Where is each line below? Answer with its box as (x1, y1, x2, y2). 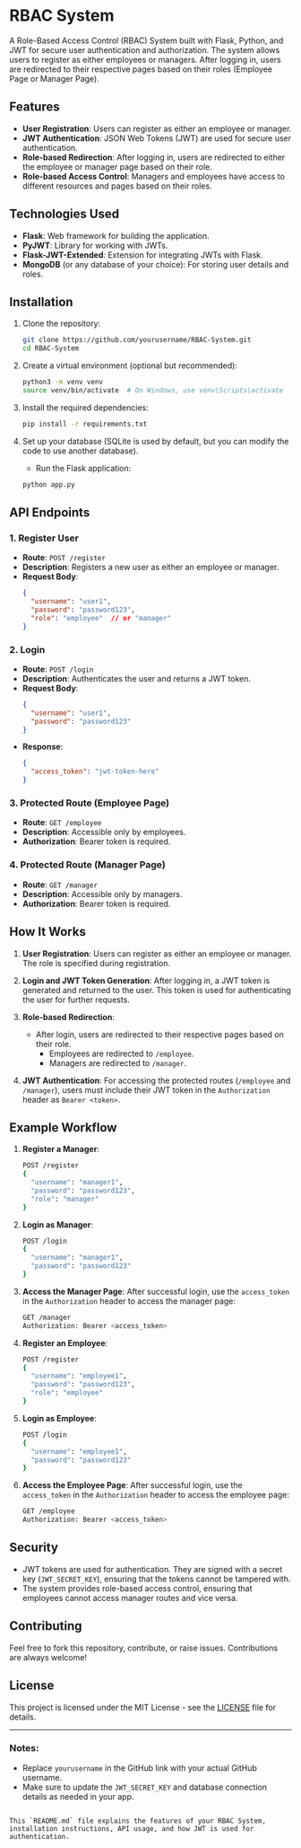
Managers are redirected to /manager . (48, 1057, 186, 1069)
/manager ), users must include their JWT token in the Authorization (21, 1084, 271, 1096)
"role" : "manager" (30, 1194, 99, 1203)
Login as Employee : (21, 1412, 97, 1423)
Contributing (9, 1618, 82, 1634)
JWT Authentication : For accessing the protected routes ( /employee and (21, 1075, 291, 1086)
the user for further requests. (21, 994, 130, 1005)
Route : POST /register (21, 552, 106, 563)
